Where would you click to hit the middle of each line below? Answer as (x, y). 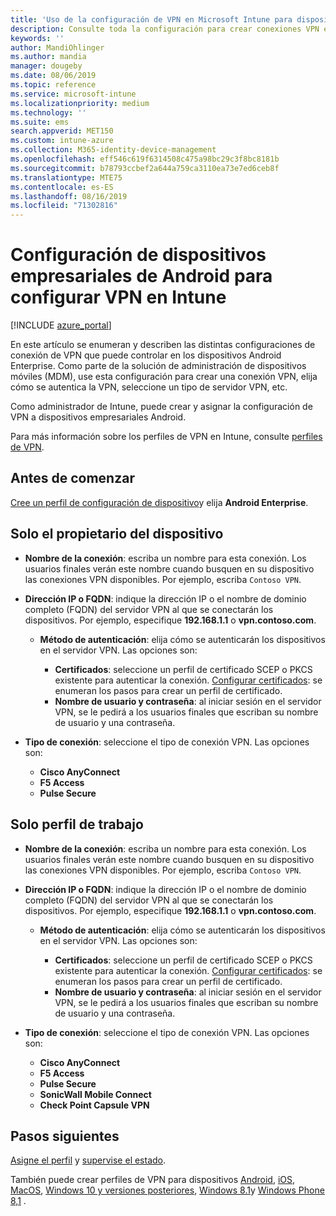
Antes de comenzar (72, 478)
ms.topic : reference (53, 85)
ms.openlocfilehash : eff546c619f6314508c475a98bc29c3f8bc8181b (145, 159)
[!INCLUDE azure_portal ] (61, 325)
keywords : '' (37, 38)
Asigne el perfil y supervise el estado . (88, 1160)
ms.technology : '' (48, 112)
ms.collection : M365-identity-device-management (113, 150)
